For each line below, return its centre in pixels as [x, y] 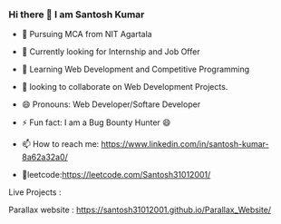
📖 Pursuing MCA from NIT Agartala [87, 34]
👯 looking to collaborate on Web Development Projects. [125, 87]
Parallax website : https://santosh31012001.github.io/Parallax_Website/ [140, 210]
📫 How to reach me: [60, 144]
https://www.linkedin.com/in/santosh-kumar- [185, 144]
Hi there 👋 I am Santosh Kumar [77, 15]
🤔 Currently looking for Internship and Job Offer [111, 52]
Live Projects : [35, 192]
